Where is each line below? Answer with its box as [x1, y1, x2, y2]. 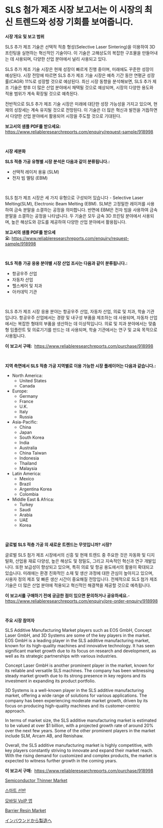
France [19, 398, 34, 404]
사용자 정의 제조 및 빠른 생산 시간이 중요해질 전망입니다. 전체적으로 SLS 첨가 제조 [5, 576, 158, 582]
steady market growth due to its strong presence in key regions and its [5, 673, 147, 678]
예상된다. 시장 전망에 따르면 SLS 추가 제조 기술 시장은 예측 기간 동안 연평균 [5, 72, 146, 78]
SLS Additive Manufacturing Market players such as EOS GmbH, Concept [5, 627, 152, 633]
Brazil [19, 481, 31, 487]
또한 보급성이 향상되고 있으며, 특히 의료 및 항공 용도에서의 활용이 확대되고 [15, 564, 154, 570]
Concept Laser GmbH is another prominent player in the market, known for [5, 662, 154, 668]
